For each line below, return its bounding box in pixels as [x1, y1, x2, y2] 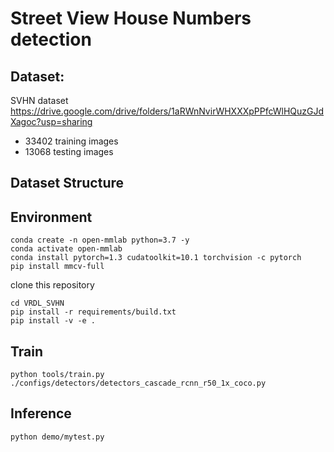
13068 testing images [24, 146, 114, 157]
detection [10, 28, 92, 51]
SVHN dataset [10, 95, 69, 106]
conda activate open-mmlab [10, 244, 123, 254]
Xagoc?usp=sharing [10, 116, 93, 127]
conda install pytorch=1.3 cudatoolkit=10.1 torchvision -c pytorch [10, 253, 302, 263]
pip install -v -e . [10, 316, 97, 326]
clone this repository [10, 279, 95, 291]
